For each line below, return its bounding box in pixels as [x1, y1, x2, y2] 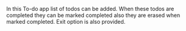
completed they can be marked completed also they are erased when [6, 12, 181, 19]
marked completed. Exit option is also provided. [6, 18, 126, 25]
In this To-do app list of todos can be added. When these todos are [6, 5, 174, 12]
